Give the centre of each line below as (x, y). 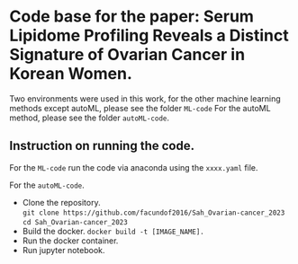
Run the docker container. (70, 241)
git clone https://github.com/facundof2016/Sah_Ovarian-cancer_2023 (154, 213)
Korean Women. (71, 74)
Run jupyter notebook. (63, 250)
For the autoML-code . (47, 185)
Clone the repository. (61, 202)
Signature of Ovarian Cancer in (127, 55)
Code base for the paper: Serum (132, 17)
